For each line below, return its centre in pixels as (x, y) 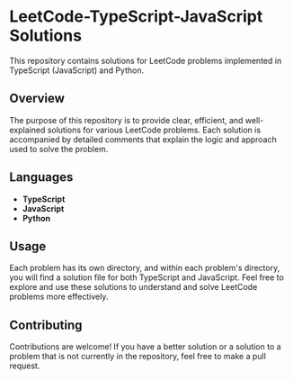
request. (25, 366)
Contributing (46, 325)
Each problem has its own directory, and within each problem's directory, (145, 268)
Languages (41, 177)
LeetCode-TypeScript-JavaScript (136, 17)
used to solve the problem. (59, 149)
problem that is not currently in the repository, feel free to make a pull (138, 357)
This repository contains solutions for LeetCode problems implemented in (146, 60)
